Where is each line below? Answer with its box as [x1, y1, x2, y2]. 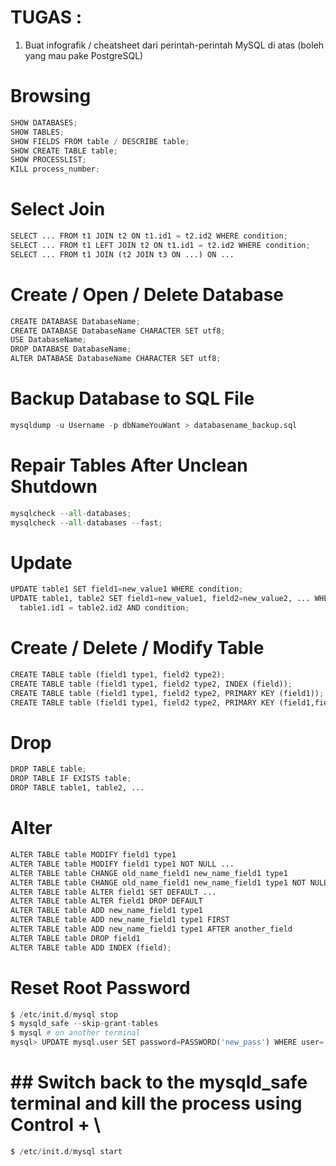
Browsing [10, 85, 92, 108]
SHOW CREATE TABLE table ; [10, 146, 118, 156]
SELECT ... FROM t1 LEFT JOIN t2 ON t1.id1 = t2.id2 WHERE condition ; [10, 240, 311, 250]
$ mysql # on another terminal [10, 1028, 141, 1038]
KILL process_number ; [10, 164, 101, 175]
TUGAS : [10, 6, 83, 29]
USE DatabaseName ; [10, 335, 87, 345]
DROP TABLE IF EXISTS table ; [10, 774, 132, 784]
